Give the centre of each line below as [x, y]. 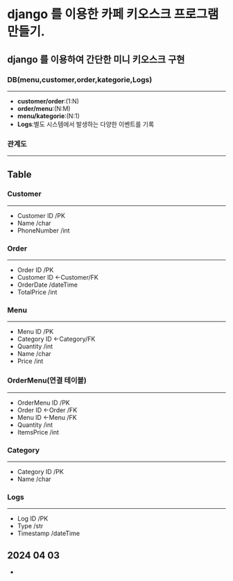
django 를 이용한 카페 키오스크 [89, 14]
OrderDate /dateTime [48, 285]
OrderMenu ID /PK [44, 403]
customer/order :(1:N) [48, 101]
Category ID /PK [40, 472]
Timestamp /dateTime [49, 533]
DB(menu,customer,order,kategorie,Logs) [80, 79]
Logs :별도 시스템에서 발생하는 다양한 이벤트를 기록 [86, 124]
